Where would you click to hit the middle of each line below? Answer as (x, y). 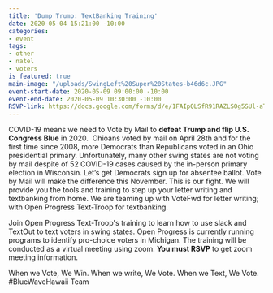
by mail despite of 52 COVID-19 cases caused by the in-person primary (128, 164)
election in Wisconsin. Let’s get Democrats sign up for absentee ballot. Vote (135, 173)
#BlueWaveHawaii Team (49, 282)
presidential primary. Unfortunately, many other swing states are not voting (134, 156)
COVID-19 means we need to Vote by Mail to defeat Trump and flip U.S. (129, 130)
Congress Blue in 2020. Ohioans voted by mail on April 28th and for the (130, 138)
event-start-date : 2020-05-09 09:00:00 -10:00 (89, 91)
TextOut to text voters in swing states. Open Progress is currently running (131, 231)
